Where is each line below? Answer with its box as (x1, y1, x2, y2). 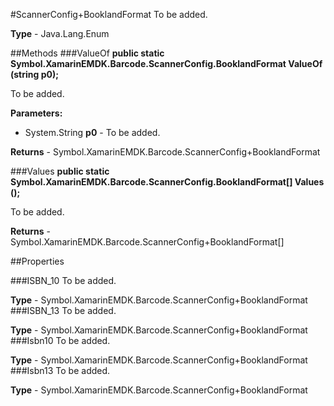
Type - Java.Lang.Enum (10, 28, 110, 39)
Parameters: (10, 107, 63, 119)
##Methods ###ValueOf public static (10, 47, 165, 59)
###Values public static (10, 165, 110, 177)
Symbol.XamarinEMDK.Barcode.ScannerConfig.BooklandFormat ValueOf (10, 58, 323, 69)
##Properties (10, 255, 65, 267)
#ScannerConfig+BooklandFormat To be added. (10, 9, 208, 20)
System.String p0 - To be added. (24, 127, 161, 138)
